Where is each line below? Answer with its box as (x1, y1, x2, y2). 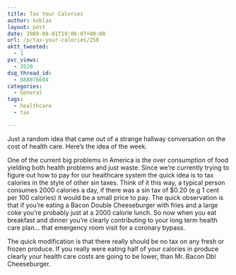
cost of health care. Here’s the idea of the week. (7, 142, 147, 151)
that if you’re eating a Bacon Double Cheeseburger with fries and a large (7, 201, 218, 209)
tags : (7, 96, 23, 103)
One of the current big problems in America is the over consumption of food (7, 156, 229, 164)
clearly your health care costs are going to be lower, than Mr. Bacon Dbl (7, 252, 216, 260)
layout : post (7, 23, 46, 30)
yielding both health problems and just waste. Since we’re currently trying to (7, 163, 230, 172)
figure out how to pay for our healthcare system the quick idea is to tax (7, 170, 214, 179)
